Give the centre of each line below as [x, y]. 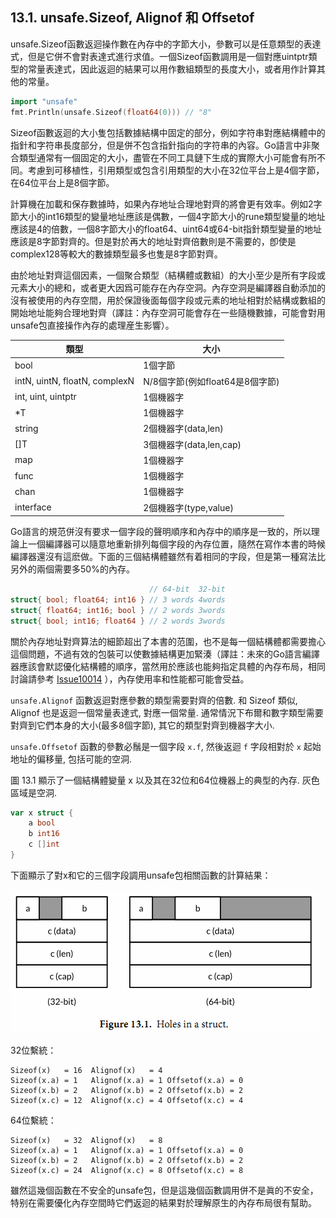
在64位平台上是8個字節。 [62, 182]
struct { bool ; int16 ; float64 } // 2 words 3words [118, 621]
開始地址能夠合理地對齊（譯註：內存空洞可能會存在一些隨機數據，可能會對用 [168, 312]
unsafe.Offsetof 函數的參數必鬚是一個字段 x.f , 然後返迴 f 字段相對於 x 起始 [166, 746]
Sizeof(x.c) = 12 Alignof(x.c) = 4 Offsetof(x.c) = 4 [127, 1100]
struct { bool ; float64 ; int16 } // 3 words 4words [118, 599]
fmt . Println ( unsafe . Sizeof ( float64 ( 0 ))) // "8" [111, 112]
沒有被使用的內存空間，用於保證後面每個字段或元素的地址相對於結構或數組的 [168, 300]
